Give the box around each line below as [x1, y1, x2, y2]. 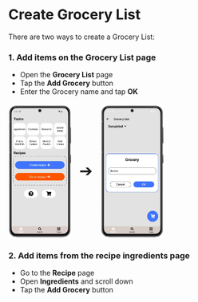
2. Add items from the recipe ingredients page [8, 249, 190, 261]
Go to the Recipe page [19, 268, 95, 277]
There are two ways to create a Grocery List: [8, 32, 156, 41]
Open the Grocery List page [19, 70, 113, 80]
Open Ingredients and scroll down [19, 277, 133, 286]
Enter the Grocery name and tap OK [19, 87, 138, 96]
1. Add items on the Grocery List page [8, 52, 156, 63]
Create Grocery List [8, 6, 141, 24]
